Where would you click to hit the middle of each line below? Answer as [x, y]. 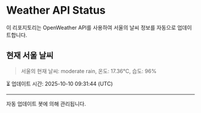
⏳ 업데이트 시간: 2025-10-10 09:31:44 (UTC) [60, 83]
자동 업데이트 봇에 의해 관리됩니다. [46, 103]
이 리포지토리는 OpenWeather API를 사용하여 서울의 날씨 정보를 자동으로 [91, 27]
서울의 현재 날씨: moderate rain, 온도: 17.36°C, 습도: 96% [89, 71]
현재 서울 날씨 [30, 56]
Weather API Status [56, 10]
